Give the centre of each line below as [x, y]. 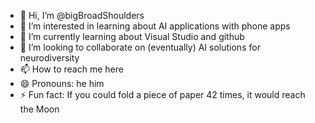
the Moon [39, 109]
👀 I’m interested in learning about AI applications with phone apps [155, 26]
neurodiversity [49, 58]
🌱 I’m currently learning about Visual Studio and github [132, 36]
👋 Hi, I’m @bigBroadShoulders [82, 15]
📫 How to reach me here [71, 69]
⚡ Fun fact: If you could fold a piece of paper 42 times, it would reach [162, 94]
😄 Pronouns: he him [62, 83]
